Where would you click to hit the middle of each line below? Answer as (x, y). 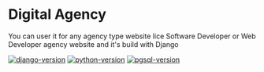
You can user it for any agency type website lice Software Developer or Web (132, 36)
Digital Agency (57, 14)
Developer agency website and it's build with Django (93, 44)
